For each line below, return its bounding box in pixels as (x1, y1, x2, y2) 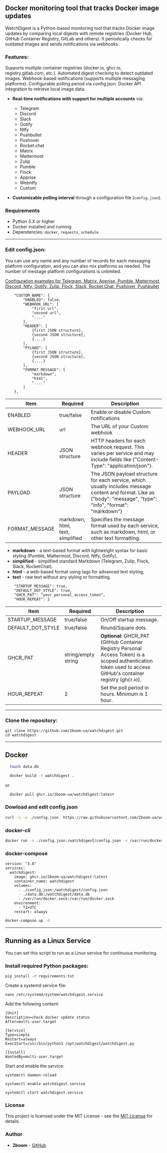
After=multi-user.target (5, 1019, 57, 1025)
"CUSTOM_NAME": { (14, 293, 50, 298)
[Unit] (5, 1011, 19, 1016)
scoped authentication (100, 657, 153, 664)
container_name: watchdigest (14, 879, 75, 884)
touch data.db (9, 764, 39, 769)
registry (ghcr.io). (100, 676, 142, 683)
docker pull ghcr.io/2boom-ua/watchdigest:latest (9, 792, 114, 797)
